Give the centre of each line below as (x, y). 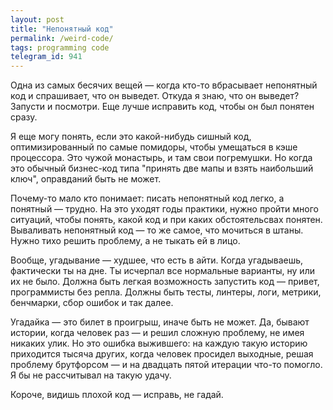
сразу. (24, 117)
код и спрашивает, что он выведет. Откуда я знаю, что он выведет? (155, 96)
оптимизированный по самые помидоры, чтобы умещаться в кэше (154, 147)
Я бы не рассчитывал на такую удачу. (91, 375)
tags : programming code (60, 47)
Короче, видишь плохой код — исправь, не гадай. (117, 395)
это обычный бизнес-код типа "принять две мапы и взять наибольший (162, 168)
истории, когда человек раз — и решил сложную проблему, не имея (157, 333)
